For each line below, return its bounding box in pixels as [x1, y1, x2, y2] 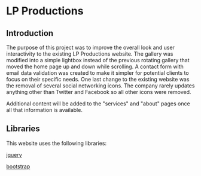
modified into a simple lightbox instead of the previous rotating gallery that [6, 57, 190, 63]
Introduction [6, 28, 54, 38]
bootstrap [6, 163, 31, 170]
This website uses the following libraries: [6, 139, 107, 147]
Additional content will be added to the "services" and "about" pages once [6, 100, 190, 107]
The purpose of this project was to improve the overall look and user [6, 44, 175, 51]
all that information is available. [6, 107, 83, 113]
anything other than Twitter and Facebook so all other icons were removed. [6, 89, 191, 95]
